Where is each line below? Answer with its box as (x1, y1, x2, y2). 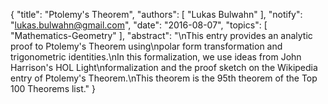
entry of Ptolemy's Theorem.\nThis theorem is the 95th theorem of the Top (10, 72, 318, 84)
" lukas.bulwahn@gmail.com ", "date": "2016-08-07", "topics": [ (10, 19, 268, 31)
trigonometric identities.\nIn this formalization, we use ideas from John (10, 51, 302, 63)
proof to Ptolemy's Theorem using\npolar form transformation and (10, 40, 283, 52)
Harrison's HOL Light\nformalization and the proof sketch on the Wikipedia (10, 62, 318, 73)
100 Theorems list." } (10, 83, 97, 94)
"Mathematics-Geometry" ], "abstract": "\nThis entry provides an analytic (10, 30, 313, 41)
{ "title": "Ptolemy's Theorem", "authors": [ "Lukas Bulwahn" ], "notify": (10, 9, 303, 20)
